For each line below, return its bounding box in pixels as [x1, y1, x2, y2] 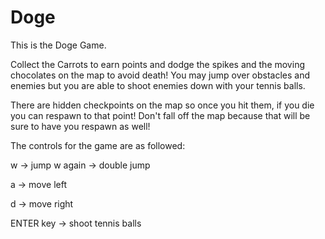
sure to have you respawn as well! [10, 120, 151, 132]
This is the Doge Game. [10, 39, 107, 51]
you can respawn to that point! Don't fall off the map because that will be [10, 109, 311, 121]
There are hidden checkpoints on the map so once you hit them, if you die [10, 99, 315, 111]
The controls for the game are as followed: [10, 139, 186, 151]
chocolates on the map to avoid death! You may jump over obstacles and [10, 69, 311, 81]
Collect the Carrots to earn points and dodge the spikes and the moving [10, 58, 305, 70]
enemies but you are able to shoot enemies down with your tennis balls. [10, 79, 306, 91]
